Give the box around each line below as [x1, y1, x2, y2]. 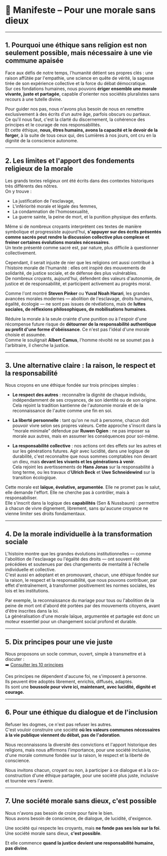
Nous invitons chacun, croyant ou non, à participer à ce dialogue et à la [5, 767, 151, 773]
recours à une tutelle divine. [5, 96, 62, 102]
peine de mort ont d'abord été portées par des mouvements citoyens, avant [5, 603, 160, 609]
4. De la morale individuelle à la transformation [5, 530, 153, 538]
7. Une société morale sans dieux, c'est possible [5, 797, 157, 805]
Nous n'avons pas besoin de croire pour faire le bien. [5, 810, 114, 816]
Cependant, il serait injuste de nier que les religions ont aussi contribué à [5, 259, 154, 265]
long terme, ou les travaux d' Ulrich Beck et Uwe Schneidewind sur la [12, 469, 155, 475]
